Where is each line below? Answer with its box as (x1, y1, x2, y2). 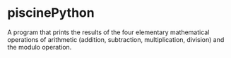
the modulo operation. (7, 43, 72, 51)
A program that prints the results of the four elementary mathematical (7, 28, 210, 36)
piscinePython (7, 5, 95, 21)
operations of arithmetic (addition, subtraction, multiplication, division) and (7, 35, 225, 43)
